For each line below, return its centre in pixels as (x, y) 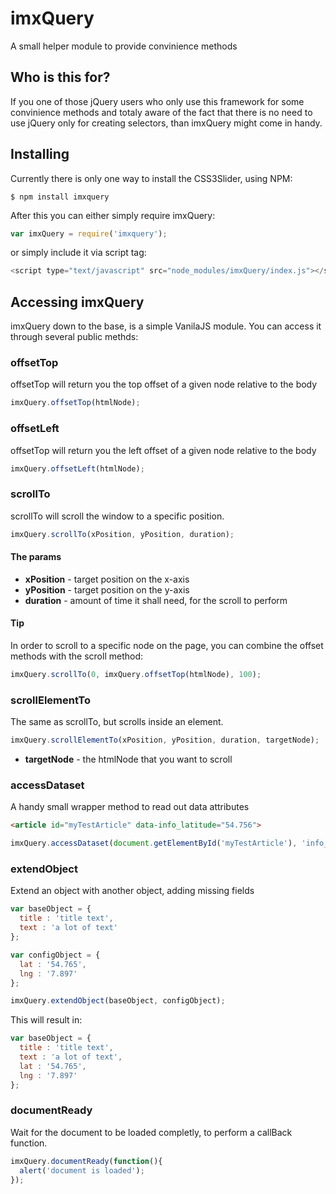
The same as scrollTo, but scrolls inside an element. (117, 722)
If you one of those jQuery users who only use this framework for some (157, 101)
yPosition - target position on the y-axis (107, 589)
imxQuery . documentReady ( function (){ (86, 1161)
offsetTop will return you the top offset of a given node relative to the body (164, 384)
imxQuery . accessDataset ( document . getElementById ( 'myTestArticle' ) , (154, 843)
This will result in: (46, 1020)
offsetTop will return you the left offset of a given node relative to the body (163, 450)
